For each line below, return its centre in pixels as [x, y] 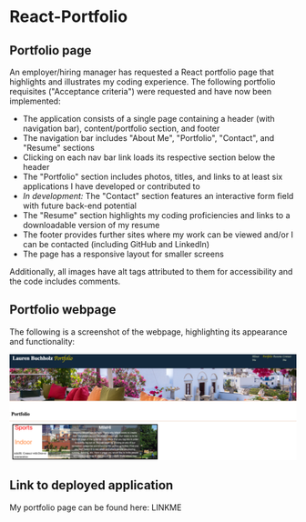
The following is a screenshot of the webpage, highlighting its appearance [148, 331]
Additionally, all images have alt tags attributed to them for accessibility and [151, 271]
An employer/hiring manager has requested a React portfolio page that [142, 72]
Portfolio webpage [63, 310]
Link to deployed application [92, 485]
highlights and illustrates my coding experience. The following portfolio [143, 82]
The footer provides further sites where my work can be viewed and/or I [158, 235]
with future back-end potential [79, 206]
